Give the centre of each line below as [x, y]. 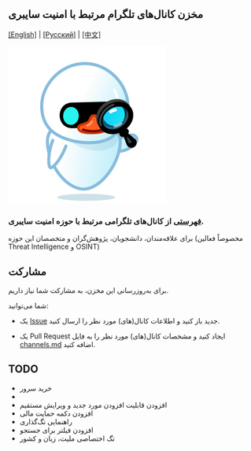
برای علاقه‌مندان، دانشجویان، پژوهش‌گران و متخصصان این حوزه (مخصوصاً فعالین [126, 238]
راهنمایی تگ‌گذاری [46, 421]
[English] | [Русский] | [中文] [55, 34]
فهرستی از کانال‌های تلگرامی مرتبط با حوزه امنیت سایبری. [106, 221]
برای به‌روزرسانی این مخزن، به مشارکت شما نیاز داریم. [89, 290]
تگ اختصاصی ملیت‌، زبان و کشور [67, 438]
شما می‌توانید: [28, 305]
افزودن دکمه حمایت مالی [56, 413]
